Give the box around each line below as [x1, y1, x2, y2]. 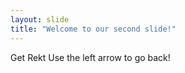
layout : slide [10, 14, 70, 25]
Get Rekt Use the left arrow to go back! [10, 51, 171, 63]
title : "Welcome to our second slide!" [10, 24, 177, 34]
